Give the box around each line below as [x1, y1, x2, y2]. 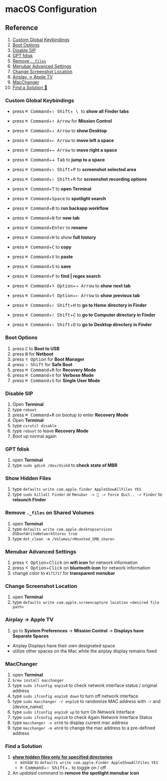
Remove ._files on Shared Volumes [5, 509, 94, 516]
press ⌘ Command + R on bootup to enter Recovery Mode [12, 412, 129, 418]
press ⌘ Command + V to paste [12, 254, 73, 260]
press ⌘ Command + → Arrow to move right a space [12, 147, 117, 153]
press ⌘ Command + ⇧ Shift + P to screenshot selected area [12, 167, 137, 173]
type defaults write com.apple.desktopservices [12, 526, 113, 532]
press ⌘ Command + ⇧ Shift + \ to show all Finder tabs [12, 109, 129, 115]
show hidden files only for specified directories [12, 754, 113, 760]
